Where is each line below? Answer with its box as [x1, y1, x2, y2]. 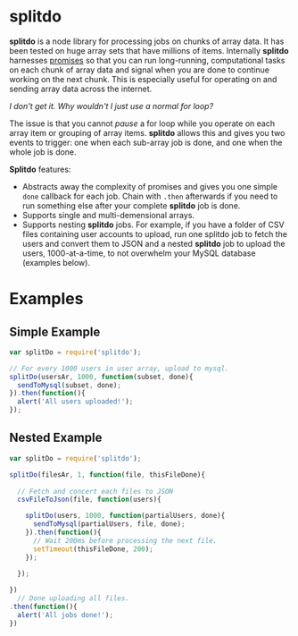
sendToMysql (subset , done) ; [17, 380, 122, 390]
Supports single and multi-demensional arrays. [21, 209, 195, 220]
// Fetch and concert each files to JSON [17, 487, 174, 496]
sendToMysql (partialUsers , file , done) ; [32, 520, 186, 529]
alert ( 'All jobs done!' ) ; [17, 610, 114, 619]
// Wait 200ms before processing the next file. [32, 536, 218, 545]
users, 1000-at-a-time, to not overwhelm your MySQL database [21, 248, 256, 259]
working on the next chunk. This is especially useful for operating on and [9, 73, 277, 84]
